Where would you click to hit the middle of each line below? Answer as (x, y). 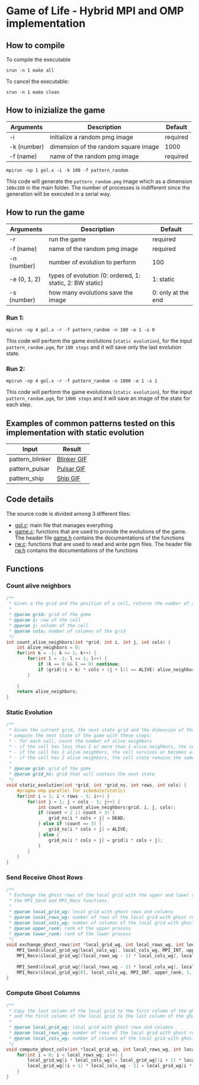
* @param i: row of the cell (45, 620)
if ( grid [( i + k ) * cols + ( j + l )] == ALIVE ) (96, 670)
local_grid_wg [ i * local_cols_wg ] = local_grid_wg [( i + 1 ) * (105, 1060)
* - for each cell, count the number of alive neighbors (80, 741)
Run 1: (15, 317)
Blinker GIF (72, 459)
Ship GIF (69, 479)
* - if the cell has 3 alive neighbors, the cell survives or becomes (97, 752)
